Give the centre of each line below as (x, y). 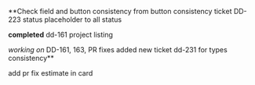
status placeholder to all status (72, 19)
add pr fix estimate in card (51, 73)
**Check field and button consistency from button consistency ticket (120, 11)
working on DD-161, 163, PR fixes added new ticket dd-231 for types (118, 50)
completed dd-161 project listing (61, 35)
